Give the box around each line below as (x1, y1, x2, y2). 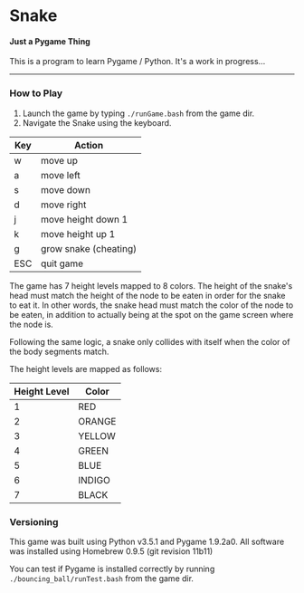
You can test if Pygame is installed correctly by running (9, 563, 215, 574)
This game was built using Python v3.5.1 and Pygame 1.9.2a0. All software (9, 536, 285, 547)
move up (40, 154, 79, 167)
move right (40, 198, 87, 211)
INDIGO (78, 473, 110, 486)
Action (73, 139, 104, 151)
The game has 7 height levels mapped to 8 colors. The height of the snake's (9, 280, 293, 291)
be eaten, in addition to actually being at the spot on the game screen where (9, 309, 294, 320)
